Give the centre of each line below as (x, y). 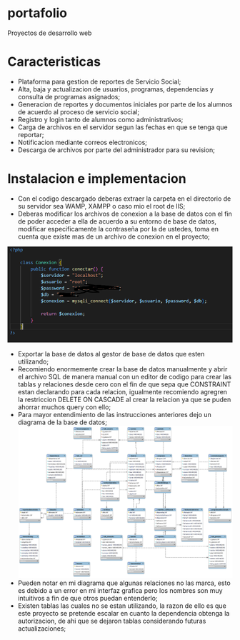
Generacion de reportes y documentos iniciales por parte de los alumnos (125, 104)
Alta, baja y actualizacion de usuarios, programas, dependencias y (116, 89)
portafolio (37, 13)
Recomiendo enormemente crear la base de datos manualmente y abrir (122, 369)
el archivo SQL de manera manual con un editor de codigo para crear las (125, 376)
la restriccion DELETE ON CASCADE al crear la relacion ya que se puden (124, 399)
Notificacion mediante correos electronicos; (82, 142)
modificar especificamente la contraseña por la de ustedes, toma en (118, 229)
